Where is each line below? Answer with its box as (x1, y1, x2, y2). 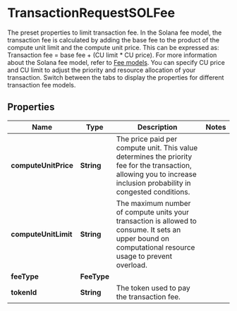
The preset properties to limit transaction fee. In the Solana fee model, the (7, 28, 222, 37)
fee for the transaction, (116, 160, 192, 170)
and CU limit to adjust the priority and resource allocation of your (7, 66, 196, 74)
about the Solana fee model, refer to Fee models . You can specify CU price (7, 58, 226, 66)
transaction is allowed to (116, 216, 197, 226)
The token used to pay (116, 283, 190, 293)
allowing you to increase (116, 169, 197, 179)
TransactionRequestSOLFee (7, 5, 175, 21)
